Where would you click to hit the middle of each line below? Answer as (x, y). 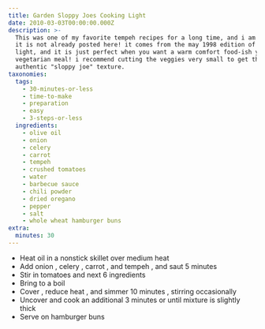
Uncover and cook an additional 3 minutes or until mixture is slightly (130, 300)
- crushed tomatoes (54, 170)
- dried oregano (49, 199)
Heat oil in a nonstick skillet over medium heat (94, 258)
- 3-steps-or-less (52, 118)
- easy (33, 111)
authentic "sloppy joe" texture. (70, 67)
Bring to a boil (42, 283)
